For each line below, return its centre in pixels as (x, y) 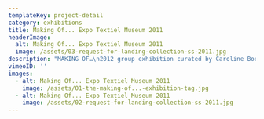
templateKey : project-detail (56, 15)
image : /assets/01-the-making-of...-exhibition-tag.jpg (116, 88)
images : (21, 74)
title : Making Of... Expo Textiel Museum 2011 (86, 30)
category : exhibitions (45, 23)
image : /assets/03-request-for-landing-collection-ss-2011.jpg (121, 52)
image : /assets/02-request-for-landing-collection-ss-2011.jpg (128, 103)
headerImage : (29, 37)
